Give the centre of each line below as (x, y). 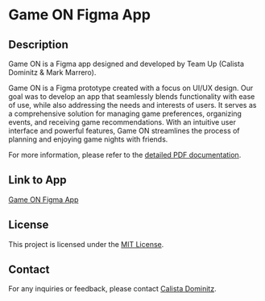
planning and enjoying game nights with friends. (88, 139)
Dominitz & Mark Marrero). (52, 72)
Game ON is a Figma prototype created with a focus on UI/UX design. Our (131, 88)
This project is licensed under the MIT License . (86, 244)
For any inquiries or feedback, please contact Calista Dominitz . (112, 289)
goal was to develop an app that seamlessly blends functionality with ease (132, 97)
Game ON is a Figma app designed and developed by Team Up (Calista (126, 64)
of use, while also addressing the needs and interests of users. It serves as (132, 105)
